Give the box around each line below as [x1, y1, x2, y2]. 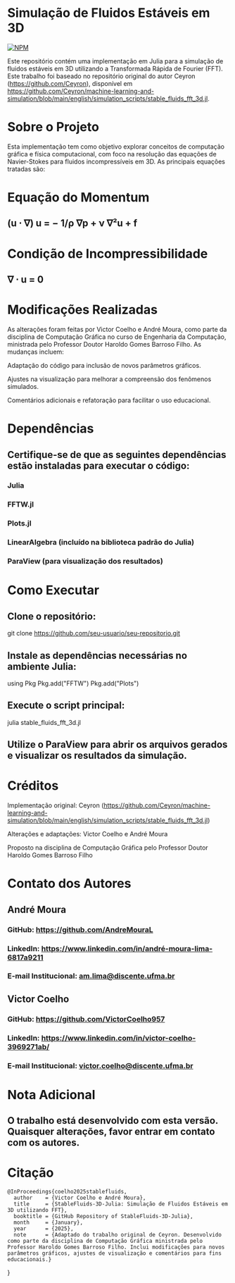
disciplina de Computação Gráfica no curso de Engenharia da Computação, [7, 333, 227, 341]
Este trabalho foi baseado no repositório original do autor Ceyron [7, 72, 196, 80]
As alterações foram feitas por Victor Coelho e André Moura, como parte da [7, 325, 227, 333]
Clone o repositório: [7, 610, 96, 622]
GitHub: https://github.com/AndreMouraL [7, 924, 153, 934]
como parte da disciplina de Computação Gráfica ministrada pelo [7, 1238, 203, 1245]
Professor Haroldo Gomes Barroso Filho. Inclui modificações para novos [7, 1244, 225, 1251]
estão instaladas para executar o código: [7, 459, 190, 471]
